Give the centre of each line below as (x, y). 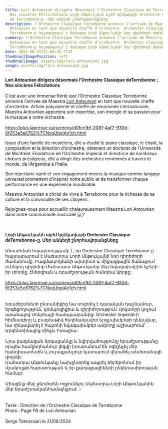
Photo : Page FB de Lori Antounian (40, 410)
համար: (14, 373)
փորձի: (13, 357)
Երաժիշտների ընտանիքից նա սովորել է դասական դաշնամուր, (79, 304)
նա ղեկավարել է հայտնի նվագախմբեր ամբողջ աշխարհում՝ (75, 325)
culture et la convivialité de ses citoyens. (47, 199)
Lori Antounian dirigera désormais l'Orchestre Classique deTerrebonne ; (82, 80)
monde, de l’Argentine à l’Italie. (37, 164)
